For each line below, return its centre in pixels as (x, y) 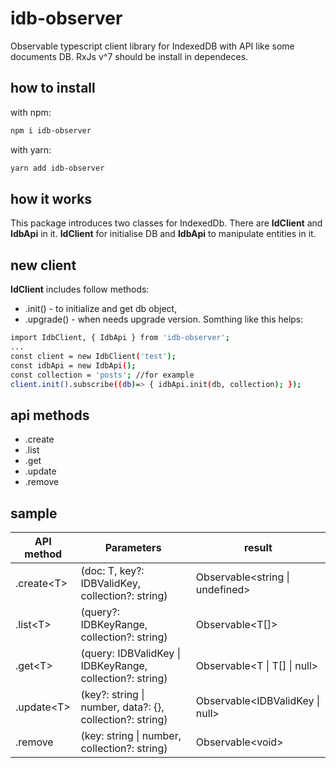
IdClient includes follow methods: (80, 289)
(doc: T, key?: (112, 570)
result (258, 547)
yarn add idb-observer (57, 168)
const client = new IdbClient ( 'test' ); (93, 356)
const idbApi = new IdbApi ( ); (73, 365)
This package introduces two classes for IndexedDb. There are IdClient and (166, 223)
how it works (51, 198)
